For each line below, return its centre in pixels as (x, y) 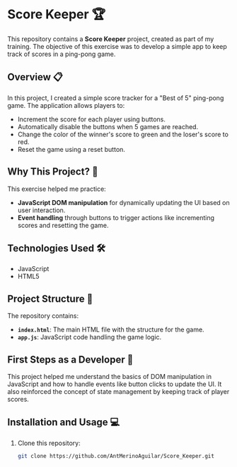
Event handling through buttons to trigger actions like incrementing (116, 217)
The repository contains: (43, 316)
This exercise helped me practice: (57, 189)
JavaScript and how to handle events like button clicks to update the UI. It (115, 384)
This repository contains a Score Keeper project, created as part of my (111, 39)
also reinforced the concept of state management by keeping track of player (118, 391)
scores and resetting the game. (63, 225)
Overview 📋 (35, 77)
